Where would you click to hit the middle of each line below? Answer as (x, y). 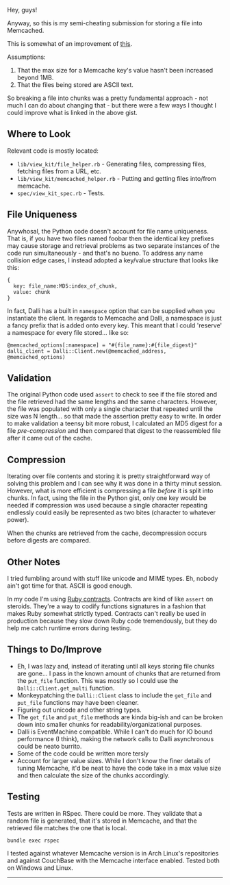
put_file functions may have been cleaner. (78, 702)
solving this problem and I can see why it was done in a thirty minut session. (115, 484)
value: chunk (32, 292)
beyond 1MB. (35, 77)
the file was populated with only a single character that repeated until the (110, 409)
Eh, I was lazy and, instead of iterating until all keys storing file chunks (116, 666)
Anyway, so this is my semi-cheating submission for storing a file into (105, 23)
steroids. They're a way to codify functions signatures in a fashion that (106, 606)
